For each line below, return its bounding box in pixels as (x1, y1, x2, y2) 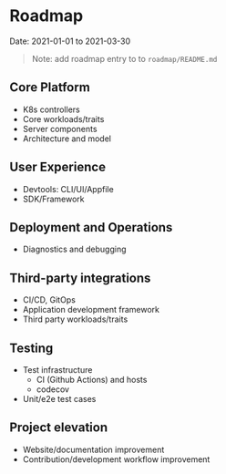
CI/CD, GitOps (22, 294, 76, 305)
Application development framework (22, 304, 159, 315)
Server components (22, 123, 98, 134)
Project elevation (9, 420, 108, 436)
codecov (36, 384, 70, 395)
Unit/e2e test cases (22, 394, 97, 404)
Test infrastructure (22, 365, 93, 375)
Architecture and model (22, 133, 112, 144)
